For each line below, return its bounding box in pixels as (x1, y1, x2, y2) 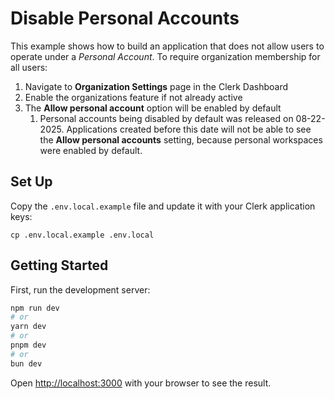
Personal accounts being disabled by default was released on (39, 112, 294, 124)
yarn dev (10, 322, 47, 332)
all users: (10, 61, 48, 73)
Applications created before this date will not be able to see (66, 123, 312, 135)
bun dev (10, 358, 43, 369)
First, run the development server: (10, 283, 151, 296)
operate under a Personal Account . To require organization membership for (10, 50, 321, 62)
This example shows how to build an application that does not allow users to (10, 40, 325, 52)
